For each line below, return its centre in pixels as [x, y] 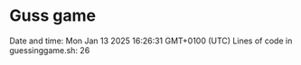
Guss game [53, 16]
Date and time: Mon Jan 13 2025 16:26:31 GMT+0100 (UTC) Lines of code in [151, 41]
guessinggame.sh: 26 [50, 50]
